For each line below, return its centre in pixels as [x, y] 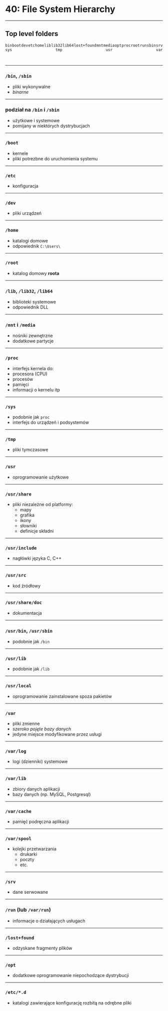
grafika [27, 515]
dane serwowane [30, 892]
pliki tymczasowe [30, 450]
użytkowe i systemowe [36, 121]
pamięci [20, 384]
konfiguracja [25, 186]
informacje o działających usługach [49, 921]
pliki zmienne [26, 723]
